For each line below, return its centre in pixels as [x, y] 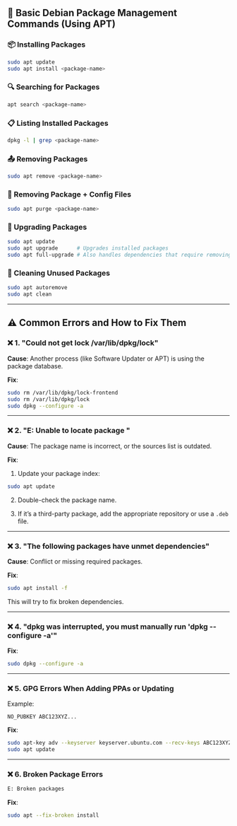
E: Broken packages [36, 789]
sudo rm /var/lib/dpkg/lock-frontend [63, 392]
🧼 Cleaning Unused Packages [59, 273]
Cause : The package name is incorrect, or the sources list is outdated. [110, 446]
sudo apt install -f [38, 588]
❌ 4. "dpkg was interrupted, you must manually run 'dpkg [108, 627]
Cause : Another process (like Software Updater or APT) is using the [106, 359]
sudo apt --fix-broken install [53, 815]
